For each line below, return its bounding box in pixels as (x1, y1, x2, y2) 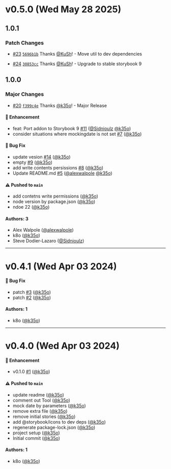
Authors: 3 (5, 215, 29, 221)
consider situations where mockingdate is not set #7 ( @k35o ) (12, 131, 142, 137)
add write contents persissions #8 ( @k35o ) (12, 164, 103, 170)
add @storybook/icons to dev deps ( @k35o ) (12, 418, 106, 425)
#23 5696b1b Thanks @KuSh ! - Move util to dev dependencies (12, 51, 142, 57)
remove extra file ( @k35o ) (12, 408, 68, 414)
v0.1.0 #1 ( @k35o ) (12, 368, 50, 375)
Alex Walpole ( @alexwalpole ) (12, 227, 74, 233)
